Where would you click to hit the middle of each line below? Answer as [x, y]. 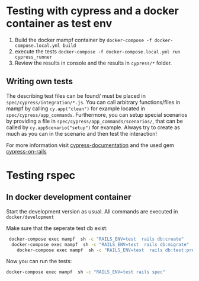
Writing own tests [39, 82]
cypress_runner [33, 57]
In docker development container [69, 197]
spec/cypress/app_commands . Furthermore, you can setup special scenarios [97, 114]
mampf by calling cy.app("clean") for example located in [76, 108]
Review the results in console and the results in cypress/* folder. [93, 63]
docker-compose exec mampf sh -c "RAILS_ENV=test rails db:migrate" [100, 244]
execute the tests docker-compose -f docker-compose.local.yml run [97, 51]
